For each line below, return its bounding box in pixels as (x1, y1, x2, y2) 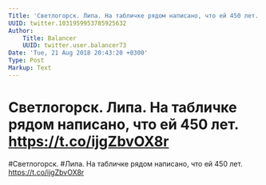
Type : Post (8, 57, 45, 65)
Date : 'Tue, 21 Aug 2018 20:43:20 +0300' (8, 49, 149, 57)
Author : (8, 26, 34, 34)
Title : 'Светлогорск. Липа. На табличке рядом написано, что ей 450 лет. (8, 11, 260, 20)
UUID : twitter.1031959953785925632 (8, 19, 127, 27)
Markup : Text (8, 64, 52, 72)
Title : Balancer (22, 34, 77, 42)
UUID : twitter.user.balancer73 (22, 42, 127, 50)
